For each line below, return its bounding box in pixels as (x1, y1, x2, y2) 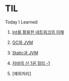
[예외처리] (12, 70, 32, 76)
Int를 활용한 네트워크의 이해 (12, 29, 64, 35)
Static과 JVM (12, 50, 38, 56)
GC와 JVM (12, 40, 33, 45)
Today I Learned (5, 19, 38, 25)
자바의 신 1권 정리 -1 (12, 60, 50, 66)
